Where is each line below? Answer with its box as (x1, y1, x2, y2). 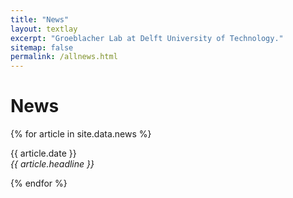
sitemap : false (10, 42, 74, 53)
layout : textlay (10, 24, 78, 34)
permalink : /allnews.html (10, 52, 118, 62)
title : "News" (10, 14, 70, 25)
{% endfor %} (10, 177, 68, 190)
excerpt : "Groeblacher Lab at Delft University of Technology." (10, 33, 284, 43)
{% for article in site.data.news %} (10, 128, 152, 140)
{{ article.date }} (10, 147, 77, 160)
